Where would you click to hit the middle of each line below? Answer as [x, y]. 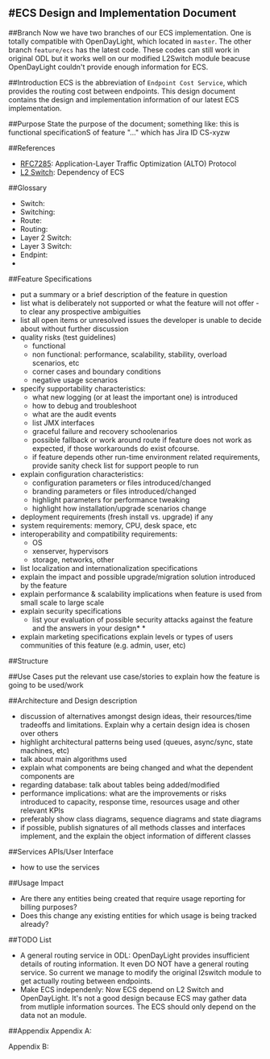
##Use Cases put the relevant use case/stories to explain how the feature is [134, 676]
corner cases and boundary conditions [96, 371]
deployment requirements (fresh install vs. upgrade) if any [116, 517]
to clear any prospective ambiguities [80, 311]
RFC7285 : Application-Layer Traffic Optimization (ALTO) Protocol [128, 163]
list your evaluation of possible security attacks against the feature [143, 619]
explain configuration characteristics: [81, 474]
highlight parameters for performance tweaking [111, 499]
